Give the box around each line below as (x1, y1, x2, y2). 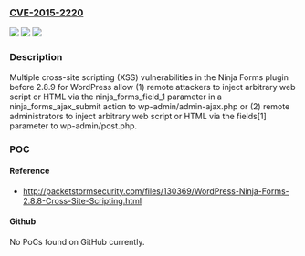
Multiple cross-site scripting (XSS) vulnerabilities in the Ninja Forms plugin (9, 71, 289, 83)
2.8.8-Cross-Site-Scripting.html (22, 195, 142, 206)
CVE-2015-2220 (9, 6, 84, 19)
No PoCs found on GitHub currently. (9, 236, 145, 247)
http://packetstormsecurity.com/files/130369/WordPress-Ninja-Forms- (22, 185, 289, 197)
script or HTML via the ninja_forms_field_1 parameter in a (9, 91, 222, 102)
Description (9, 51, 63, 64)
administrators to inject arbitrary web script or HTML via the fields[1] (9, 110, 267, 121)
